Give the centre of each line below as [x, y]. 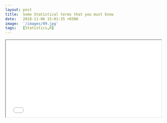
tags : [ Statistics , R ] [30, 28]
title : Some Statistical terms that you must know [59, 14]
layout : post [19, 10]
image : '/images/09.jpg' [32, 23]
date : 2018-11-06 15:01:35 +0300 [42, 19]
